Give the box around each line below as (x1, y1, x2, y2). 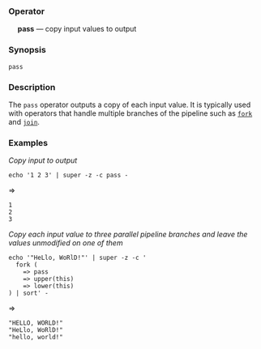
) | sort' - (8, 289, 49, 297)
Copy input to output (8, 155, 78, 165)
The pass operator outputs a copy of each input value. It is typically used (8, 100, 251, 109)
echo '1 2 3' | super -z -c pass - (8, 172, 129, 180)
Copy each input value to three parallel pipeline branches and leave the (8, 229, 248, 240)
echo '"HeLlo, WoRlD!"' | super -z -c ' (8, 253, 148, 262)
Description (8, 81, 56, 92)
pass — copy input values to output (17, 24, 137, 34)
